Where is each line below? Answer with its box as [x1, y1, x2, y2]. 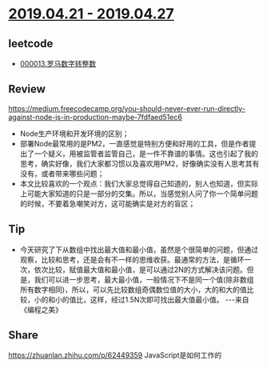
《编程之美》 [19, 305, 62, 314]
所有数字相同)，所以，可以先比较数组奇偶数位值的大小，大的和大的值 [19, 285, 247, 294]
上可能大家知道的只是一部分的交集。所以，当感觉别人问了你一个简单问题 [19, 189, 258, 198]
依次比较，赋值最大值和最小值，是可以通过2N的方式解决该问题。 [34, 265, 247, 274]
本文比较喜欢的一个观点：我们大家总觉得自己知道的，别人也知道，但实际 [19, 178, 258, 188]
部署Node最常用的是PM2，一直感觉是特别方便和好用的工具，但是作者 [19, 138, 249, 148]
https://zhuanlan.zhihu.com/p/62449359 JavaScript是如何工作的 [8, 350, 222, 360]
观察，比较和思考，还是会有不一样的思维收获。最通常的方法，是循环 [19, 254, 245, 264]
